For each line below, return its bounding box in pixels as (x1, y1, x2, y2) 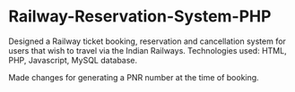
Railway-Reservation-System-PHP (8, 6, 272, 27)
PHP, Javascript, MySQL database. (8, 54, 138, 65)
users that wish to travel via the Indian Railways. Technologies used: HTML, (8, 45, 288, 55)
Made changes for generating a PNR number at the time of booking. (8, 71, 259, 82)
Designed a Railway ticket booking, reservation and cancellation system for (8, 36, 286, 46)
